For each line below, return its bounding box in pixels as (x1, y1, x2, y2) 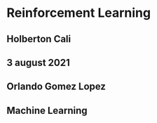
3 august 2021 (6, 56, 71, 68)
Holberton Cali (6, 33, 71, 45)
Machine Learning (6, 104, 88, 117)
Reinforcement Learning (6, 5, 151, 21)
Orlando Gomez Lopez (6, 81, 107, 93)
